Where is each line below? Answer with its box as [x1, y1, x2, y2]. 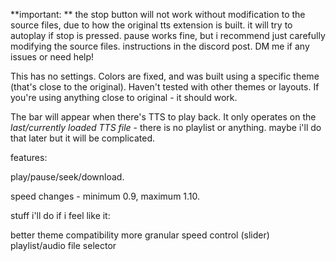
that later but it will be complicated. [10, 132, 156, 144]
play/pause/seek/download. [10, 171, 125, 183]
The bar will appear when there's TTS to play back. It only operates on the [10, 111, 317, 123]
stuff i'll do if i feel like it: [10, 210, 111, 221]
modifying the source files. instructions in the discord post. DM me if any [10, 40, 310, 52]
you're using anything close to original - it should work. [10, 92, 238, 103]
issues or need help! [10, 51, 95, 63]
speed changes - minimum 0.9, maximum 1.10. [10, 190, 201, 202]
